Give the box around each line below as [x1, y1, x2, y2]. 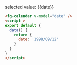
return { [14, 32, 32, 37]
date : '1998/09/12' [18, 37, 59, 42]
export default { [5, 23, 41, 28]
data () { [9, 27, 28, 33]
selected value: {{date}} [5, 4, 54, 10]
